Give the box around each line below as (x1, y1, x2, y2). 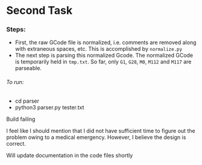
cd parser (14, 97, 39, 105)
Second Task (6, 4, 73, 18)
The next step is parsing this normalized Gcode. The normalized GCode (14, 52, 194, 59)
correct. (6, 140, 26, 147)
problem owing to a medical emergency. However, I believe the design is (6, 134, 186, 141)
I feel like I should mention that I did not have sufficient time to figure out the (6, 127, 195, 134)
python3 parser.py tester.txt (14, 103, 84, 111)
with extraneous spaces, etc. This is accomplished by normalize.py (14, 45, 183, 53)
